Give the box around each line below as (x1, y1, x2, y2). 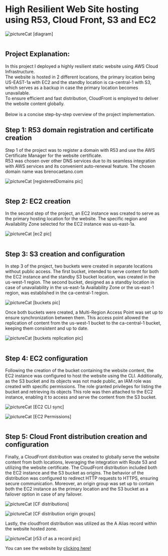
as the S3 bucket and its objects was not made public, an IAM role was (5, 378, 151, 384)
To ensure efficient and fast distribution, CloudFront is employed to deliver (5, 95, 159, 101)
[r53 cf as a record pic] (33, 535, 81, 541)
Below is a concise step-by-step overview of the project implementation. (5, 111, 155, 117)
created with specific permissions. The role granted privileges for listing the (5, 384, 162, 389)
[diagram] (33, 31, 54, 37)
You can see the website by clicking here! (5, 545, 91, 551)
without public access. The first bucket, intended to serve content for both (5, 268, 159, 274)
